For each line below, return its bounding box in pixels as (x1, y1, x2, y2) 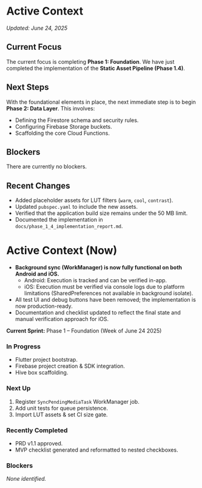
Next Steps (6, 82, 49, 92)
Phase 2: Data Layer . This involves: (6, 104, 95, 112)
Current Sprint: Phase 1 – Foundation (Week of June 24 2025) (6, 327, 162, 334)
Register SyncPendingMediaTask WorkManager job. (15, 398, 140, 405)
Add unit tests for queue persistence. (15, 404, 108, 412)
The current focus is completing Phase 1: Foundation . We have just (6, 58, 175, 65)
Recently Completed (6, 426, 68, 435)
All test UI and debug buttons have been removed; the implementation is (15, 296, 196, 303)
